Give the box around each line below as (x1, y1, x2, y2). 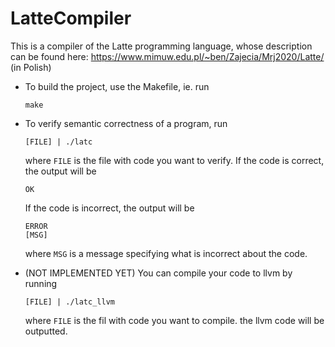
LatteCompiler (10, 7, 132, 30)
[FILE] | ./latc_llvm (24, 297, 115, 307)
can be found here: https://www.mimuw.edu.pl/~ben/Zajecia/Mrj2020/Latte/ (10, 50, 325, 62)
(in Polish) (10, 61, 52, 73)
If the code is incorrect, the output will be (24, 202, 195, 214)
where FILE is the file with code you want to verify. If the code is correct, (24, 154, 325, 166)
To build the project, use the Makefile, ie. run (24, 80, 210, 92)
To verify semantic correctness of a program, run (24, 117, 228, 129)
